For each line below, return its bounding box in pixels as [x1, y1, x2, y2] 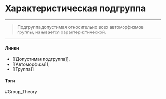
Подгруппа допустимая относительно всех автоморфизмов [17, 24, 144, 30]
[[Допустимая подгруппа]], [12, 56, 70, 62]
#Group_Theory [5, 89, 37, 95]
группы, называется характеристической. [17, 29, 106, 35]
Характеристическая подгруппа [5, 3, 146, 14]
